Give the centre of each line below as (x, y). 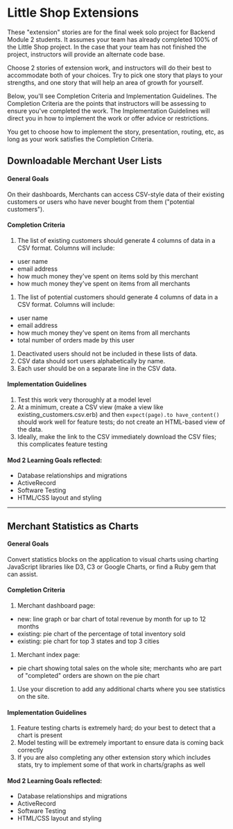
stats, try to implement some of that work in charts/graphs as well (111, 765)
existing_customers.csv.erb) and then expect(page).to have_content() (118, 414)
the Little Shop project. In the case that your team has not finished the (107, 47)
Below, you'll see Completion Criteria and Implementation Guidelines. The (112, 96)
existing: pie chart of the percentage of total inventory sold (101, 633)
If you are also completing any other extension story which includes (114, 757)
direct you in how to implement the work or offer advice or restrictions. (108, 118)
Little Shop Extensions (73, 13)
